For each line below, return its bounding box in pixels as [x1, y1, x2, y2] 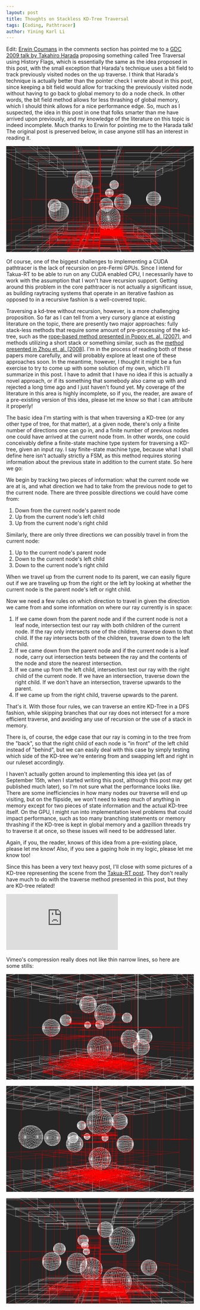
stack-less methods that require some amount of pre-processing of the [6, 326, 181, 333]
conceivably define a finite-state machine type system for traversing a [6, 439, 179, 447]
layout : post [6, 10, 39, 16]
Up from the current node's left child [14, 513, 105, 520]
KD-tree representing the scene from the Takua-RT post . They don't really [6, 869, 188, 877]
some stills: [6, 962, 34, 969]
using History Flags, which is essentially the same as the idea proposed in [6, 58, 187, 66]
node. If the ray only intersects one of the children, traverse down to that [14, 628, 193, 635]
